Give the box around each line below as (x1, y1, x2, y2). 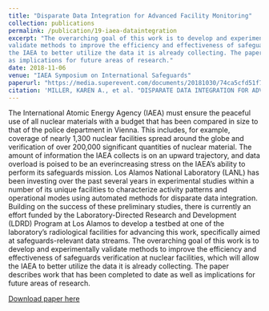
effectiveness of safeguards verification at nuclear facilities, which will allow (8, 253, 259, 263)
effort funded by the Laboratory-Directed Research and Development (8, 210, 237, 220)
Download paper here (8, 294, 80, 304)
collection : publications (8, 19, 94, 27)
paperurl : (8, 79, 42, 87)
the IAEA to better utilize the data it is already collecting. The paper (8, 261, 230, 271)
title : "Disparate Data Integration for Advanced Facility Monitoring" (8, 11, 252, 20)
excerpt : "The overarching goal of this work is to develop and (8, 34, 227, 42)
